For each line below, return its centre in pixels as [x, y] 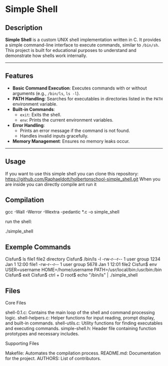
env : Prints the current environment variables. [66, 120]
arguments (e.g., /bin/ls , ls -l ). [46, 93]
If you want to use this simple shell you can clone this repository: [72, 173]
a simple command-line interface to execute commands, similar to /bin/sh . [82, 45]
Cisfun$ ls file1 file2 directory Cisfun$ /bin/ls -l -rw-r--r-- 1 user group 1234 [83, 259]
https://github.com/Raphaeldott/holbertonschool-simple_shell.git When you [83, 179]
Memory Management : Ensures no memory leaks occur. [71, 141]
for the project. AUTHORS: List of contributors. [53, 358]
